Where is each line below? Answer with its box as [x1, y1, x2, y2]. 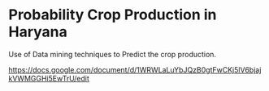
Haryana [8, 23, 67, 41]
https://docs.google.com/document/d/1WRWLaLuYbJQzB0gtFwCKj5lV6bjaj [8, 64, 262, 74]
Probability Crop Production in [8, 6, 217, 24]
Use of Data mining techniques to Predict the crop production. [8, 49, 217, 59]
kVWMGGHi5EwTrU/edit [8, 73, 89, 83]
